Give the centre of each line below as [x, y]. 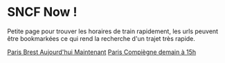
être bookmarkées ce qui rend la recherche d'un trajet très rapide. [101, 38]
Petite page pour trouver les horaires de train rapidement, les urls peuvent [113, 31]
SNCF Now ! [42, 12]
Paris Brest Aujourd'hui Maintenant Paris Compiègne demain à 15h [102, 52]
